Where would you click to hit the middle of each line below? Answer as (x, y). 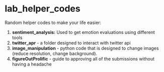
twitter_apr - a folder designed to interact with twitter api (71, 42)
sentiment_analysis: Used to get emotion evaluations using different (84, 32)
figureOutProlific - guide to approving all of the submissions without (83, 58)
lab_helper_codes (43, 9)
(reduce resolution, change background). (55, 53)
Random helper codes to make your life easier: (53, 22)
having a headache (32, 64)
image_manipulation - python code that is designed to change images (85, 48)
